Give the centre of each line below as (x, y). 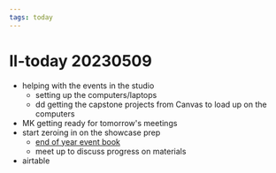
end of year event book (78, 141)
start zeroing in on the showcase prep (91, 132)
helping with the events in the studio (88, 86)
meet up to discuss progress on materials (111, 151)
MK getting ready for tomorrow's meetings (100, 123)
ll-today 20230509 (80, 60)
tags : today (31, 17)
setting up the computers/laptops (96, 94)
